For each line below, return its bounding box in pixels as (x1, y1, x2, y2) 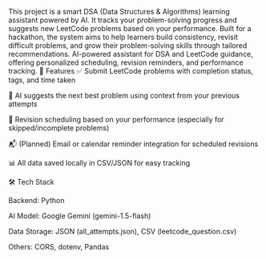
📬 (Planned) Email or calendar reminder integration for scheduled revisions (8, 139, 259, 149)
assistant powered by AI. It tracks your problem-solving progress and (8, 15, 238, 25)
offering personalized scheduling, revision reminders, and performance (8, 58, 244, 67)
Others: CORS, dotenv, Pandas (8, 242, 110, 251)
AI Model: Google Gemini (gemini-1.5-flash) (8, 211, 151, 221)
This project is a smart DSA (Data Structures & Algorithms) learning (8, 7, 230, 16)
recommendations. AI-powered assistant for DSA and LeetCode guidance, (8, 50, 254, 58)
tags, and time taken (8, 75, 76, 85)
